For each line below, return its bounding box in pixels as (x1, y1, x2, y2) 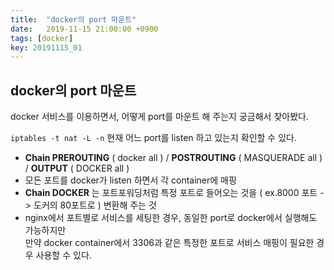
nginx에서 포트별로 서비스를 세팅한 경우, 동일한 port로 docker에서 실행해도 (24, 212, 318, 224)
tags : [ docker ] (10, 33, 74, 43)
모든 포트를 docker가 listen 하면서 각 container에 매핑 (24, 174, 237, 186)
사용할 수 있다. (35, 249, 92, 261)
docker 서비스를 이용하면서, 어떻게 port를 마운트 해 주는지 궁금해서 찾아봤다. (10, 111, 309, 123)
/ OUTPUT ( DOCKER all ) (24, 162, 130, 175)
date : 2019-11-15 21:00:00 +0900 (10, 24, 159, 34)
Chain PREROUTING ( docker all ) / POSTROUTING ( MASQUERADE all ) (24, 152, 323, 164)
